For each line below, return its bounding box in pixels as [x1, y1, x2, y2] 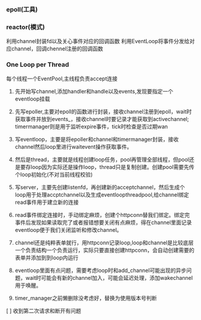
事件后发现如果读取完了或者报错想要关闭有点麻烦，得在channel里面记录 [14, 219, 193, 226]
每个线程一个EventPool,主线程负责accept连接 [6, 75, 118, 82]
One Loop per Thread [6, 61, 69, 69]
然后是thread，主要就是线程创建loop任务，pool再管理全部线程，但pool [14, 156, 190, 163]
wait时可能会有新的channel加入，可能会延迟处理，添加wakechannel [25, 274, 193, 281]
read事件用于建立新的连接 [14, 198, 79, 206]
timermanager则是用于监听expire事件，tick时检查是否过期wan [14, 123, 168, 130]
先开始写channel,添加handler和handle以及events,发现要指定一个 [14, 87, 173, 95]
